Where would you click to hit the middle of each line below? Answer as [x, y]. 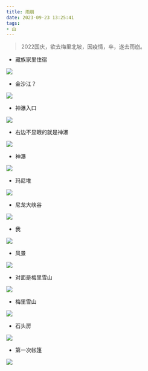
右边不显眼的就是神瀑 [41, 132]
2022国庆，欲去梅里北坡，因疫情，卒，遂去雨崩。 [83, 47]
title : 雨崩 [20, 12]
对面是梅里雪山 [34, 277]
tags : [13, 23]
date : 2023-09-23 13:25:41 [40, 18]
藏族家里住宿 [31, 60]
